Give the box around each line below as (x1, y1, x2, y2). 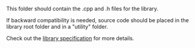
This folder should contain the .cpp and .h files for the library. (6, 5, 159, 12)
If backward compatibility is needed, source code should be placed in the (6, 17, 189, 23)
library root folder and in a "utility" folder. (6, 23, 109, 30)
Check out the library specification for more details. (6, 35, 135, 41)
